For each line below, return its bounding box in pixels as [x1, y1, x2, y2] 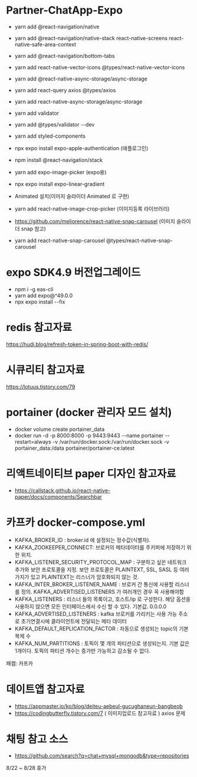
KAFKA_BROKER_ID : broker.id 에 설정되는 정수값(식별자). [14, 536, 151, 544]
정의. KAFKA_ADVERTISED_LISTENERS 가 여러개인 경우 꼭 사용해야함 [21, 588, 185, 595]
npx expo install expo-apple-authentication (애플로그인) [14, 144, 149, 151]
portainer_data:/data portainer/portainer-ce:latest [14, 444, 134, 451]
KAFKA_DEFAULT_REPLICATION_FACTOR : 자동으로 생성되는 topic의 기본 [14, 625, 189, 632]
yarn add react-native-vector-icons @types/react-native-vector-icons [14, 63, 185, 71]
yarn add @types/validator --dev [14, 121, 95, 128]
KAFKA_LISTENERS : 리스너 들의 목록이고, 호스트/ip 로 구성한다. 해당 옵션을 [14, 595, 191, 603]
